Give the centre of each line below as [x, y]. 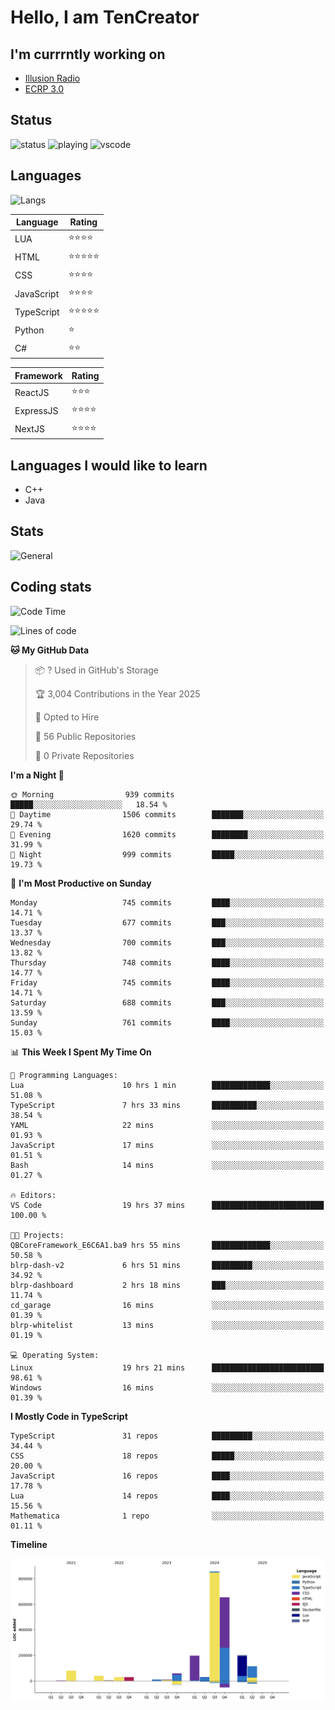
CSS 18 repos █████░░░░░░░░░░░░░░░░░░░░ [167, 1456]
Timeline [29, 1544]
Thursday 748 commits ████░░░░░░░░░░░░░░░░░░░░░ [167, 962]
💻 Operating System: [55, 1355]
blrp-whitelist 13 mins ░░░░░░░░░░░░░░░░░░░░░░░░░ [167, 1325]
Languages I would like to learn [109, 465]
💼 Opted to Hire [67, 717]
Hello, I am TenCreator [105, 17]
